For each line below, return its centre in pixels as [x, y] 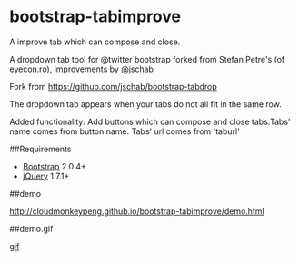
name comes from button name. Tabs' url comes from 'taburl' [125, 131]
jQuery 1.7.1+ [46, 176]
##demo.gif [31, 228]
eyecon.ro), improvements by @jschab [82, 69]
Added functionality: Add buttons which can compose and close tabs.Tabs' [150, 121]
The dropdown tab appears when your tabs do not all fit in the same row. [145, 104]
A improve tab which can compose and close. [95, 42]
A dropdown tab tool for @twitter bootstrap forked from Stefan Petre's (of [147, 59]
